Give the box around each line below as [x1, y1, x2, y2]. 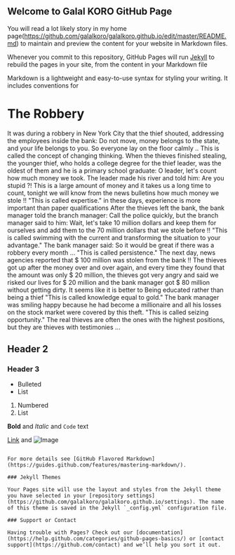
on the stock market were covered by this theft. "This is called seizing [7, 308, 209, 316]
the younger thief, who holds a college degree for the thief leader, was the [7, 159, 222, 167]
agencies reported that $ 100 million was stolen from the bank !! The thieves [7, 255, 227, 264]
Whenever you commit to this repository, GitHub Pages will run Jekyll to [7, 53, 215, 61]
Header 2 [7, 343, 49, 355]
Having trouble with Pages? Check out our [7, 529, 133, 536]
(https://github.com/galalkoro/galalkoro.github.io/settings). [7, 498, 196, 506]
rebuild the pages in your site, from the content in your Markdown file [7, 60, 208, 69]
